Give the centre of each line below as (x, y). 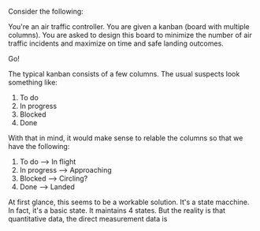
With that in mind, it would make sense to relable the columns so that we (126, 138)
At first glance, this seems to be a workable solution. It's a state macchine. (129, 202)
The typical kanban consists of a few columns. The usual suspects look (124, 74)
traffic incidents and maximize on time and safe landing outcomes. (116, 43)
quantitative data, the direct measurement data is (88, 219)
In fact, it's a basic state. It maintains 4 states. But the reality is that (117, 211)
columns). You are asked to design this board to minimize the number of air (130, 35)
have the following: (39, 146)
